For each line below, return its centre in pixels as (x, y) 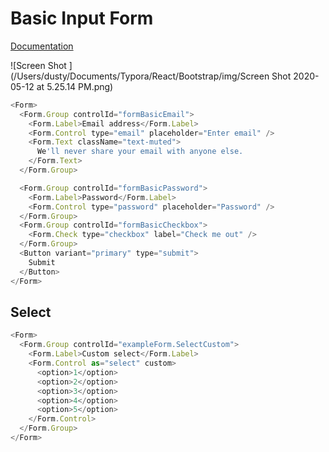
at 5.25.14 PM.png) (75, 86)
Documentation (42, 46)
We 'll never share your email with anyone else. (140, 152)
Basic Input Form (82, 18)
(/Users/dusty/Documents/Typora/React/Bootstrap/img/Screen (140, 76)
